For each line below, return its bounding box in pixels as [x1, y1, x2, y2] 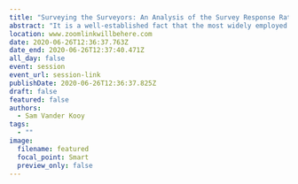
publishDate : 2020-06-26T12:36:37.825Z [9, 79, 157, 88]
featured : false [9, 95, 69, 104]
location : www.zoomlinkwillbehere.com [9, 29, 153, 38]
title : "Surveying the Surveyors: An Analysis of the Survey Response [9, 12, 276, 22]
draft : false [9, 87, 58, 96]
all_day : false [9, 54, 66, 63]
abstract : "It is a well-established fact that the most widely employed [9, 21, 288, 30]
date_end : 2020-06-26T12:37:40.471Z [9, 46, 145, 55]
